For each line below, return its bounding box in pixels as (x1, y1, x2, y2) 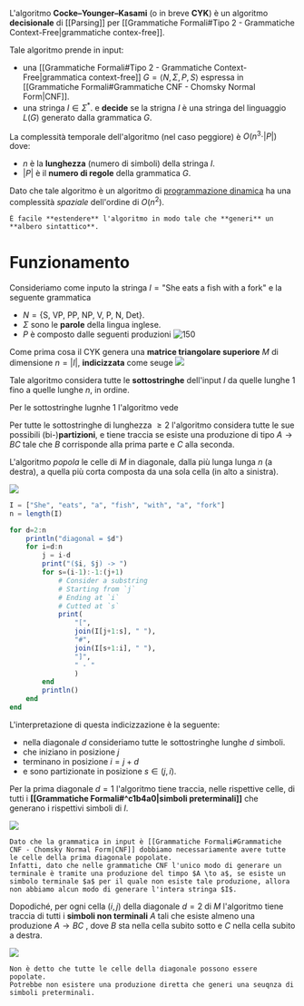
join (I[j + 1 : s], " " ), (74, 626, 156, 636)
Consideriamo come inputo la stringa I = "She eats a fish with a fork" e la (9, 281, 283, 293)
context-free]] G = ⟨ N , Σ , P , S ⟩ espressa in (88, 72, 244, 83)
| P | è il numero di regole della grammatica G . (22, 168, 191, 179)
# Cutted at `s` (57, 601, 120, 611)
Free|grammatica (22, 72, 87, 83)
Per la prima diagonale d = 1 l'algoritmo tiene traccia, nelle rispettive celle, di (9, 783, 295, 794)
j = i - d (42, 551, 71, 560)
